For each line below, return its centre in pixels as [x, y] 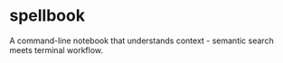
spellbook [47, 16]
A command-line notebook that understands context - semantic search [141, 40]
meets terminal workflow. [57, 49]
